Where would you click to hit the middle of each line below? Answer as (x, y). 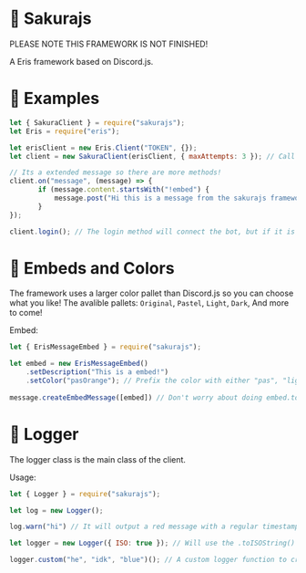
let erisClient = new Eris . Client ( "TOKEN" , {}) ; (103, 148)
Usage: (23, 477)
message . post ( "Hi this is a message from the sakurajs (160, 198)
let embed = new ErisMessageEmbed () (79, 364)
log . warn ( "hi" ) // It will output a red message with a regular (134, 527)
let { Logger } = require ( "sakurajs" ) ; (85, 494)
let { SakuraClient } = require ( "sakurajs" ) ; (97, 122)
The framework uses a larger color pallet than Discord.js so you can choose (152, 293)
